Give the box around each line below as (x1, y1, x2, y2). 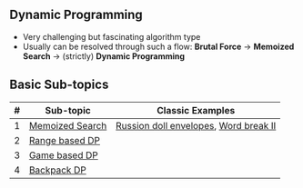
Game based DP (28, 149, 98, 162)
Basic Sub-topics (9, 77, 109, 93)
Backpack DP (28, 163, 86, 176)
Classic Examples (156, 104, 236, 116)
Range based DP (28, 134, 101, 146)
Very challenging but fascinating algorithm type (22, 31, 201, 42)
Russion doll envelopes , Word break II (115, 119, 277, 132)
